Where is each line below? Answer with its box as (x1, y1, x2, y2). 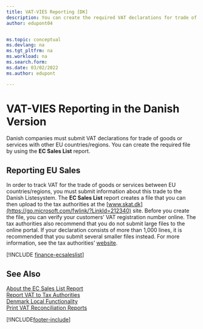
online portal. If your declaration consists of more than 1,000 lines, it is (6, 226, 182, 234)
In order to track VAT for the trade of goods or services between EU (6, 181, 176, 189)
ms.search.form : (6, 59, 47, 65)
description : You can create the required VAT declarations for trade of (6, 15, 198, 21)
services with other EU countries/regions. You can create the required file (6, 141, 191, 149)
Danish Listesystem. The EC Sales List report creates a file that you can (6, 194, 186, 202)
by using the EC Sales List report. (6, 148, 91, 155)
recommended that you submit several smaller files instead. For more (6, 233, 180, 240)
